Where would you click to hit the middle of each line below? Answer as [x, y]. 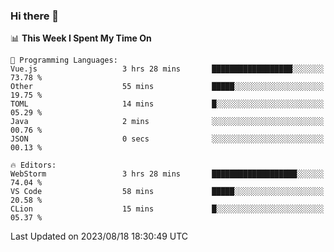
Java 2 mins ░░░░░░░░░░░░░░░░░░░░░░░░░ [167, 122]
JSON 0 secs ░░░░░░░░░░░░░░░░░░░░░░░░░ [167, 139]
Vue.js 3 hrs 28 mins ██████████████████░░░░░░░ [167, 69]
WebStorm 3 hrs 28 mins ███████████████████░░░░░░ [167, 174]
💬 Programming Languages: [64, 60]
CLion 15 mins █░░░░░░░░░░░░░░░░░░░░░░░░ [167, 209]
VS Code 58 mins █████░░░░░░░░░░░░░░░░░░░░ [167, 192]
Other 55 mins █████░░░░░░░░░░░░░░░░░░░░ [167, 87]
